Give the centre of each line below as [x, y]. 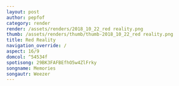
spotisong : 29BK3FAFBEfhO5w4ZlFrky [52, 62]
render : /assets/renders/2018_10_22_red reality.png [75, 29]
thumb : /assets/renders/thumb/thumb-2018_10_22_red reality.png [90, 35]
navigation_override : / [37, 46]
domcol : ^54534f [27, 57]
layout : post [23, 12]
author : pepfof [26, 18]
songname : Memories [31, 68]
